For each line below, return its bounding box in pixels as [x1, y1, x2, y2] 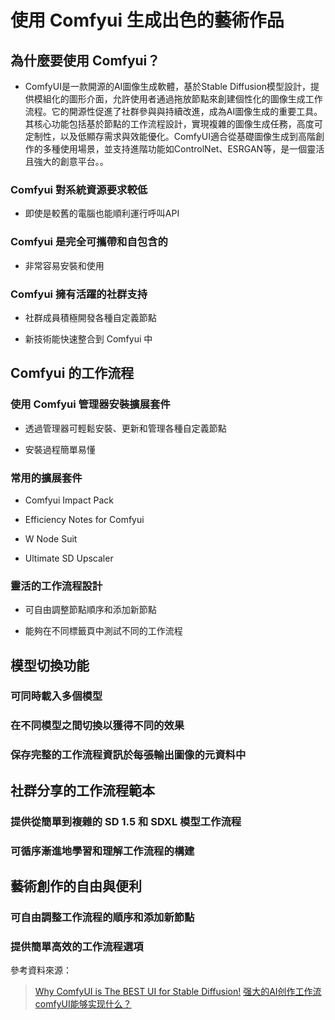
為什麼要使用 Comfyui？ [10, 52, 161, 69]
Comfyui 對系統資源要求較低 [10, 182, 148, 196]
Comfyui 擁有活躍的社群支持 [10, 287, 148, 301]
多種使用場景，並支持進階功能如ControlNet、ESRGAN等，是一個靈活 [42, 143, 325, 155]
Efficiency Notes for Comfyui [24, 513, 145, 525]
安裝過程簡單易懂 [24, 443, 96, 455]
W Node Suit [24, 532, 78, 545]
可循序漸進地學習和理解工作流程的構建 [10, 844, 195, 858]
